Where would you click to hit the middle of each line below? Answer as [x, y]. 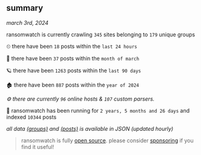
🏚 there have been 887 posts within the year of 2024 [73, 85]
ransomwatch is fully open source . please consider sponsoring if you [107, 140]
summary [25, 8]
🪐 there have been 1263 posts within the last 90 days [74, 70]
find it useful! [38, 147]
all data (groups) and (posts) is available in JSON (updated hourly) [90, 128]
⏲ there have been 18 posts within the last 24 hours [72, 46]
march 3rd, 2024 [28, 22]
